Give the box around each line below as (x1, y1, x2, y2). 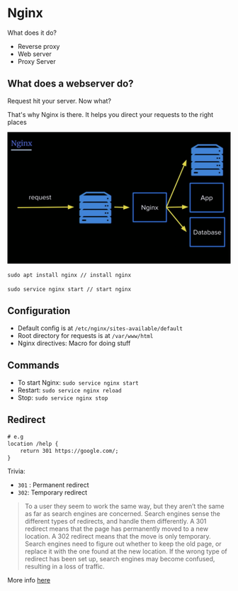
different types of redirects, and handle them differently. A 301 (24, 517, 207, 526)
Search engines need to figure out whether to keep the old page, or (24, 540, 222, 548)
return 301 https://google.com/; (20, 448, 119, 455)
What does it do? (7, 28, 57, 37)
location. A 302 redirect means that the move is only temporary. (24, 532, 211, 541)
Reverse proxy (17, 42, 60, 50)
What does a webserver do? (7, 78, 134, 90)
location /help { (7, 441, 59, 448)
